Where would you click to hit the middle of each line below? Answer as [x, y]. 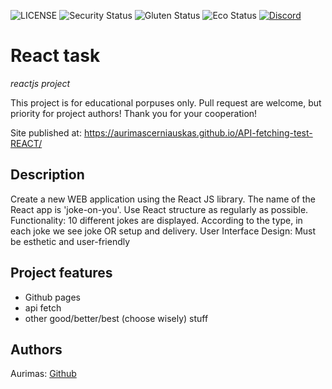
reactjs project [40, 83]
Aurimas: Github [43, 374]
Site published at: [46, 132]
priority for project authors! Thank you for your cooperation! [134, 113]
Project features [61, 273]
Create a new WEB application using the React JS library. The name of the [163, 199]
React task [55, 56]
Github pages [52, 297]
